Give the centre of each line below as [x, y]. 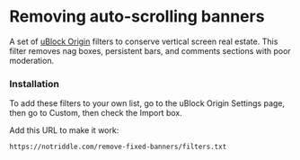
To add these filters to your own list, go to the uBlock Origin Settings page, [147, 103]
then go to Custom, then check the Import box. [96, 113]
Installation [35, 84]
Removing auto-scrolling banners [137, 17]
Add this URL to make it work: [64, 130]
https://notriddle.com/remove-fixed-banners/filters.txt [118, 147]
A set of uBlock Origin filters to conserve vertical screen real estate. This [144, 41]
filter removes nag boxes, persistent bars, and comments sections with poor [150, 50]
